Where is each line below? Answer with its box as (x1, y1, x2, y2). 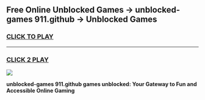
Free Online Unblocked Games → (6, 5, 134, 15)
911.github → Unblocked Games (34, 15, 157, 25)
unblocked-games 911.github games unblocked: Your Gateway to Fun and (6, 80, 197, 87)
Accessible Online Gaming (6, 87, 75, 94)
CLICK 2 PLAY (6, 55, 49, 64)
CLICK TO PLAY (6, 33, 54, 41)
